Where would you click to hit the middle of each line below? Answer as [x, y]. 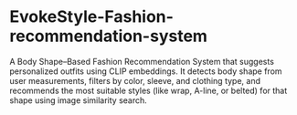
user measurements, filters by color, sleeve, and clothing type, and [135, 80]
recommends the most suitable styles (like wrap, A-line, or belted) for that [148, 90]
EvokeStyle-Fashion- [91, 17]
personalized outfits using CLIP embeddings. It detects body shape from [146, 71]
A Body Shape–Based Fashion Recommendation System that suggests [142, 61]
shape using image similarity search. [79, 100]
